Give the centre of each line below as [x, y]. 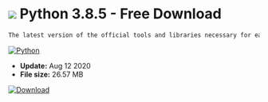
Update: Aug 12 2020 [55, 65]
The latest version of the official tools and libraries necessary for [130, 35]
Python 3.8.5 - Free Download [120, 14]
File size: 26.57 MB [51, 74]
